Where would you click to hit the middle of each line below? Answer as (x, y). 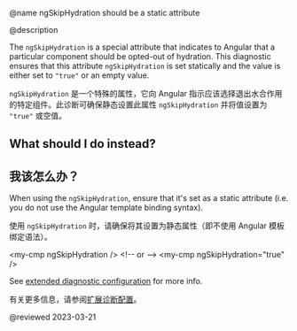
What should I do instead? (83, 144)
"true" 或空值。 (38, 115)
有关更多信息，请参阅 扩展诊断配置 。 (75, 299)
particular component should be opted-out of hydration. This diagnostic (141, 56)
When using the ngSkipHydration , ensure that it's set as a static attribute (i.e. (149, 198)
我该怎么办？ (44, 176)
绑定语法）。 (31, 237)
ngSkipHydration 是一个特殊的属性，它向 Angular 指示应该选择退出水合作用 (146, 93)
